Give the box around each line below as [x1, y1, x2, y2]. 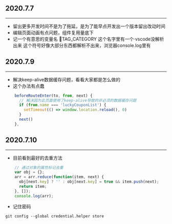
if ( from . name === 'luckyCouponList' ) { [18, 102, 106, 108]
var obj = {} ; [14, 170, 45, 175]
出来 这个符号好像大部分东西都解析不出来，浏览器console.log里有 [12, 42, 151, 48]
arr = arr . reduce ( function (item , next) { [14, 174, 104, 180]
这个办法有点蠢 [12, 83, 45, 89]
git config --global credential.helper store [5, 213, 104, 219]
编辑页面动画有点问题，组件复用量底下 [12, 29, 94, 35]
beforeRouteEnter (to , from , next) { [14, 93, 93, 98]
